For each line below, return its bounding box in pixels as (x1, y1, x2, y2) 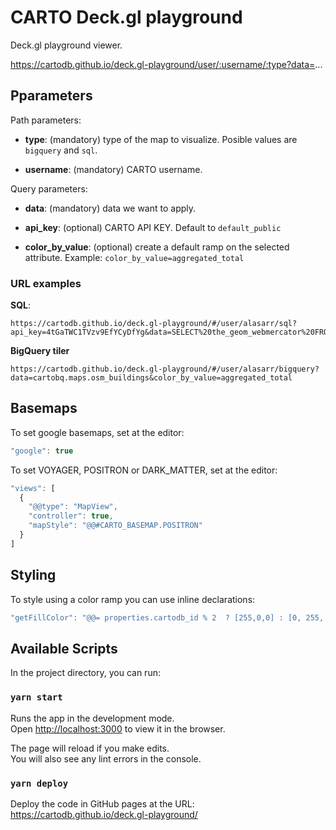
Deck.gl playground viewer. (10, 39, 123, 51)
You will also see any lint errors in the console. (10, 752, 202, 765)
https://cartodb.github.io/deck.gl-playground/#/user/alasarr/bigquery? (10, 364, 320, 375)
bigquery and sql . (24, 144, 98, 156)
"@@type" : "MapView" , (28, 502, 118, 512)
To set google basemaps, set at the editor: (10, 426, 185, 438)
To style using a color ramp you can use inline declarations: (10, 593, 256, 605)
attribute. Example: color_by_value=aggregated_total (24, 251, 245, 263)
